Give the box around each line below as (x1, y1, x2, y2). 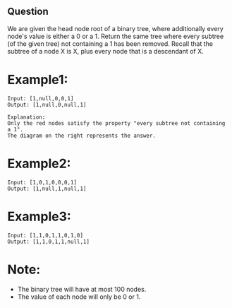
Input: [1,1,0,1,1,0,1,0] (7, 232, 83, 239)
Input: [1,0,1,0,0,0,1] (7, 179, 78, 186)
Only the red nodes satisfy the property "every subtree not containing (7, 119, 226, 126)
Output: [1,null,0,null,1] (7, 101, 87, 108)
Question (7, 6, 49, 18)
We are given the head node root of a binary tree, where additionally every (7, 24, 224, 32)
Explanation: (7, 113, 46, 121)
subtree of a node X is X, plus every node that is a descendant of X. (7, 47, 204, 55)
